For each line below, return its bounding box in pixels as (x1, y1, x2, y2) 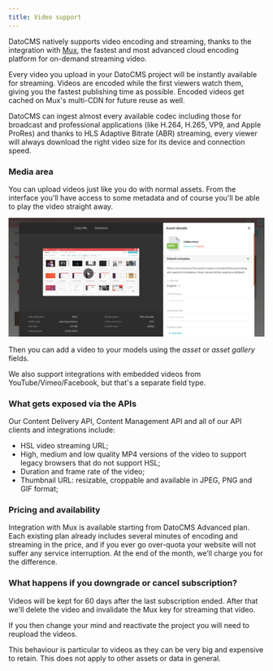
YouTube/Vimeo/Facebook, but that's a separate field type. (8, 378, 206, 387)
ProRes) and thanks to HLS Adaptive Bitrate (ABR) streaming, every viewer (8, 128, 258, 138)
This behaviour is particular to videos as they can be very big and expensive (8, 644, 264, 654)
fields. (8, 353, 30, 363)
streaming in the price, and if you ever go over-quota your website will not (8, 540, 257, 550)
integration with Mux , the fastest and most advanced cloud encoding (8, 45, 239, 54)
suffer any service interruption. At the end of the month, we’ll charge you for (8, 548, 263, 558)
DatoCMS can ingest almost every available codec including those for (8, 110, 242, 121)
